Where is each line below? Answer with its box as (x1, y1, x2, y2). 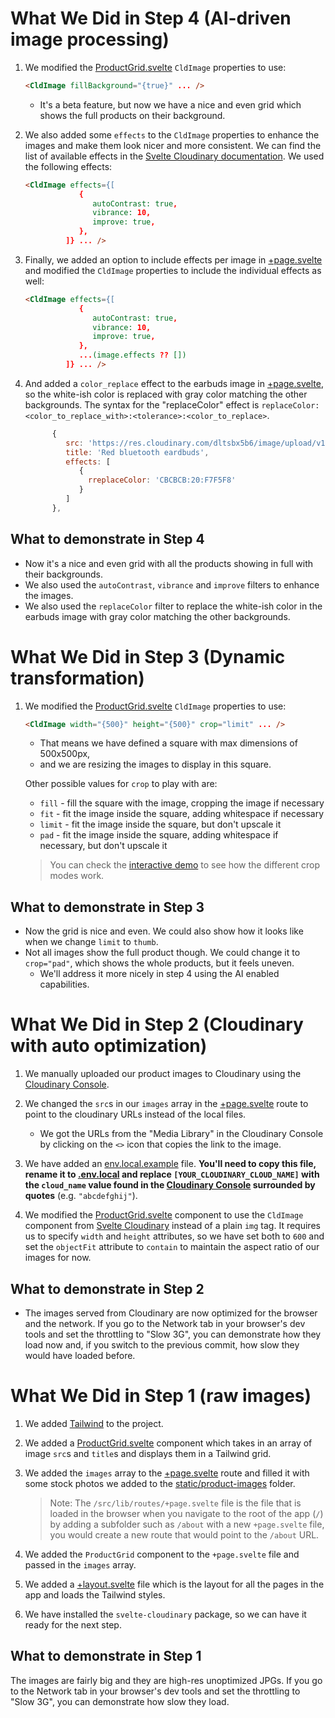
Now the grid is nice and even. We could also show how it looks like (24, 925, 304, 937)
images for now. (24, 1252, 92, 1264)
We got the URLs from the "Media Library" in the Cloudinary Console (39, 1128, 324, 1140)
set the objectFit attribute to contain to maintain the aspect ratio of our (24, 1241, 320, 1253)
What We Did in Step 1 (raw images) (10, 1385, 312, 1407)
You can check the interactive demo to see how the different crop (49, 859, 320, 871)
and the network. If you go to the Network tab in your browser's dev (24, 1318, 306, 1329)
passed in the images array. (24, 1558, 137, 1571)
